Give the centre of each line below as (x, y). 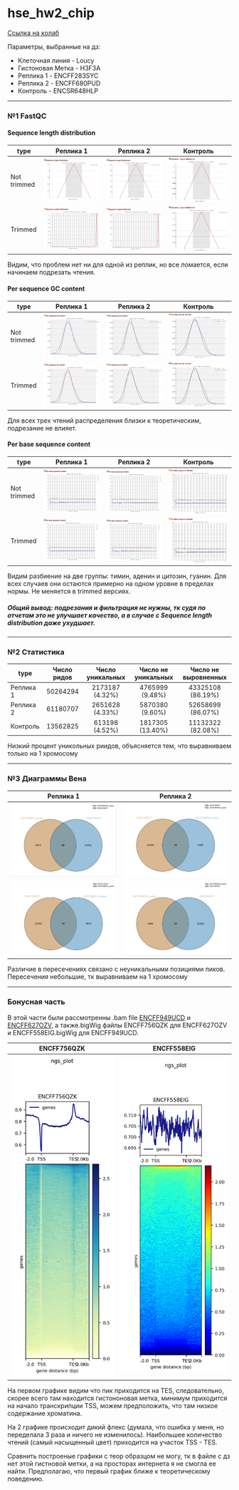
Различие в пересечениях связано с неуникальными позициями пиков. (116, 969)
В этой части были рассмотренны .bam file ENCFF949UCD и (99, 1017)
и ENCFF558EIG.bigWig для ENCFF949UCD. (73, 1032)
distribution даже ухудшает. (52, 622)
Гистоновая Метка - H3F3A (59, 68)
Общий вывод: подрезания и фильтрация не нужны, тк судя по (107, 607)
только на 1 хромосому (43, 754)
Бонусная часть (36, 1002)
